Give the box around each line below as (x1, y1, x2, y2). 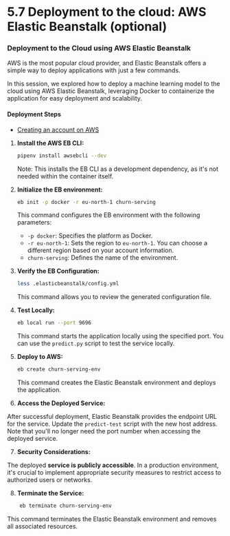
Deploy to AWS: (16, 353, 63, 361)
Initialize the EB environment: (16, 185, 103, 194)
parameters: (16, 218, 52, 227)
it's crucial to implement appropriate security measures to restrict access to (7, 468, 222, 477)
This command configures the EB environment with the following (16, 211, 200, 219)
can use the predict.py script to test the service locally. (16, 339, 175, 348)
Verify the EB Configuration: (16, 267, 100, 276)
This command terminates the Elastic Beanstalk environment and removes (7, 515, 217, 523)
